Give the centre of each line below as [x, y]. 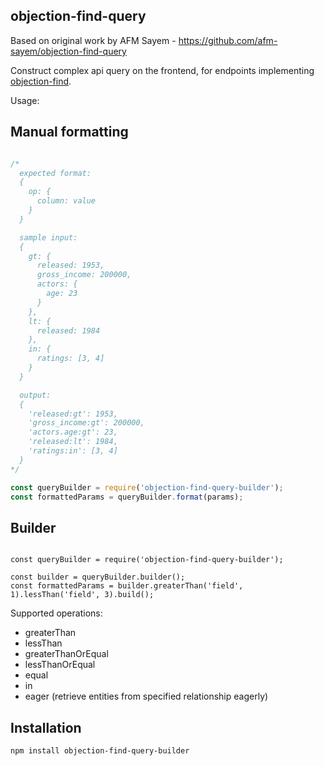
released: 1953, [70, 265]
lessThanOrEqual [60, 665]
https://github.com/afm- [228, 40]
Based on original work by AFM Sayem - [93, 40]
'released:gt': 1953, [73, 414]
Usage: [25, 100]
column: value [66, 201]
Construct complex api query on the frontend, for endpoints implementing [162, 70]
